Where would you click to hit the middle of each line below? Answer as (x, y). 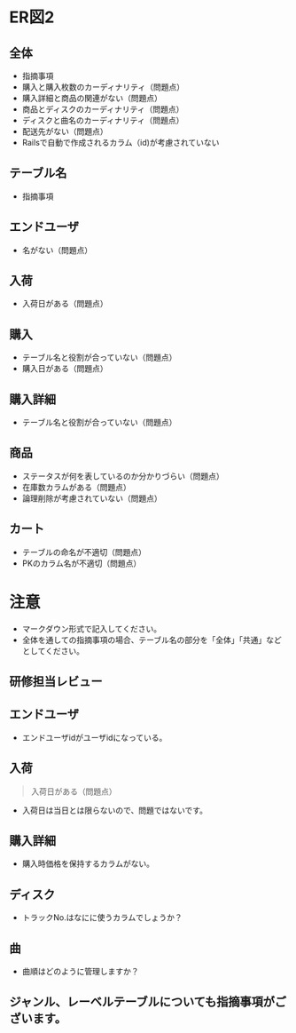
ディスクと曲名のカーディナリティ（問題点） (103, 120)
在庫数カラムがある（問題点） (76, 487)
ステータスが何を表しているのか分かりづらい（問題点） (123, 476)
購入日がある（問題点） (65, 369)
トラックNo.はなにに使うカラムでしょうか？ (102, 918)
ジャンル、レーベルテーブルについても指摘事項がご (148, 1002)
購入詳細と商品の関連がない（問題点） (92, 98)
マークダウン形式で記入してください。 (92, 628)
